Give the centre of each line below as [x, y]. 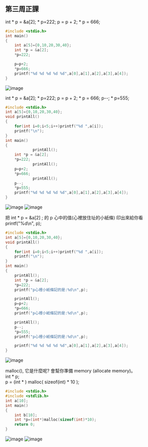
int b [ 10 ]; [26, 415]
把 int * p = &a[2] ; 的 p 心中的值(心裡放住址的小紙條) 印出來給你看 [74, 218]
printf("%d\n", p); [23, 224]
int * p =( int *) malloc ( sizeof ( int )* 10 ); [55, 420]
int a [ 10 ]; [17, 401]
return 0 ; [25, 425]
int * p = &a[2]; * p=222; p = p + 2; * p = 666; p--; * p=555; [67, 98]
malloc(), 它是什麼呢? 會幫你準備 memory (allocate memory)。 [70, 371]
